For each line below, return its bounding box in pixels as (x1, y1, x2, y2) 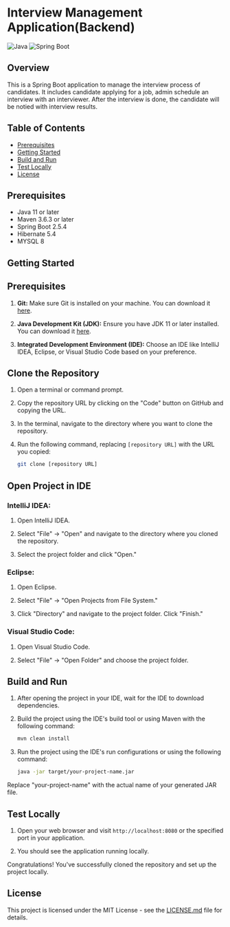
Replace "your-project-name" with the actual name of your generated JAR (7, 781, 217, 789)
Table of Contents (7, 122, 86, 134)
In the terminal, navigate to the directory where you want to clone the (16, 420, 213, 428)
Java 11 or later (16, 208, 60, 216)
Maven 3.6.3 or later (16, 215, 74, 224)
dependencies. (16, 701, 60, 710)
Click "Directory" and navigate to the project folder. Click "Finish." (16, 610, 204, 618)
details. (7, 913, 28, 921)
